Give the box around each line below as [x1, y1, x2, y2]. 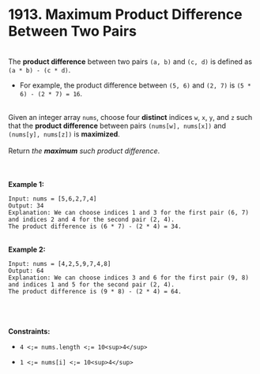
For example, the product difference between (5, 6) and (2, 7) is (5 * [19, 80, 251, 90]
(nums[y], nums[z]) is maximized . [8, 129, 120, 139]
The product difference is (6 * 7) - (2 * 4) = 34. [8, 223, 182, 230]
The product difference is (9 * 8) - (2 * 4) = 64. [8, 287, 182, 295]
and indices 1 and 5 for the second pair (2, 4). [8, 280, 175, 289]
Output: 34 [8, 201, 44, 210]
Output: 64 [8, 267, 44, 275]
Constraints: [8, 326, 51, 336]
